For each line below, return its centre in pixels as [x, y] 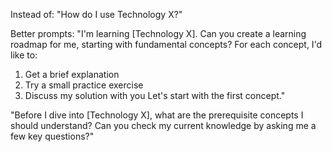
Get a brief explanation [72, 74]
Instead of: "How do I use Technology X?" [96, 14]
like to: [24, 55]
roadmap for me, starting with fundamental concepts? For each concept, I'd [166, 44]
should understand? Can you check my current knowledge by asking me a [163, 125]
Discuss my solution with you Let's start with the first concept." [155, 95]
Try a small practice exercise [84, 85]
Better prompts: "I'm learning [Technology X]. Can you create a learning [158, 33]
